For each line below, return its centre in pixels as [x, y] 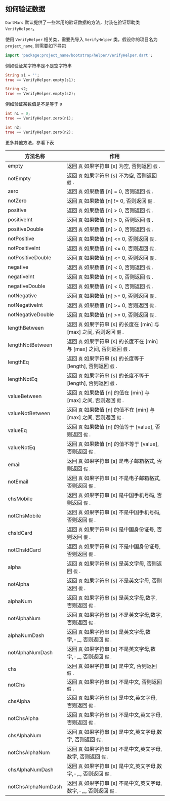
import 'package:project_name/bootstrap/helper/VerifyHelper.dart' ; [79, 55]
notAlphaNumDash [30, 652]
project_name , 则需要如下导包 [36, 46]
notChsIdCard [25, 550]
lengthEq [18, 362]
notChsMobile [25, 515]
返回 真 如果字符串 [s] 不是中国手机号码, [114, 512]
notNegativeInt [25, 305]
